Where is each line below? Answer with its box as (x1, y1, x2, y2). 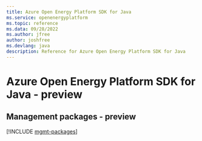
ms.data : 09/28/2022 (6, 26, 59, 32)
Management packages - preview (6, 112, 136, 122)
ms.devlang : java (6, 43, 50, 49)
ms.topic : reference (6, 20, 59, 26)
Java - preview (6, 88, 83, 101)
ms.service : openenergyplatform (6, 15, 88, 21)
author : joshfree (6, 37, 50, 43)
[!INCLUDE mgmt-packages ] (6, 128, 78, 135)
